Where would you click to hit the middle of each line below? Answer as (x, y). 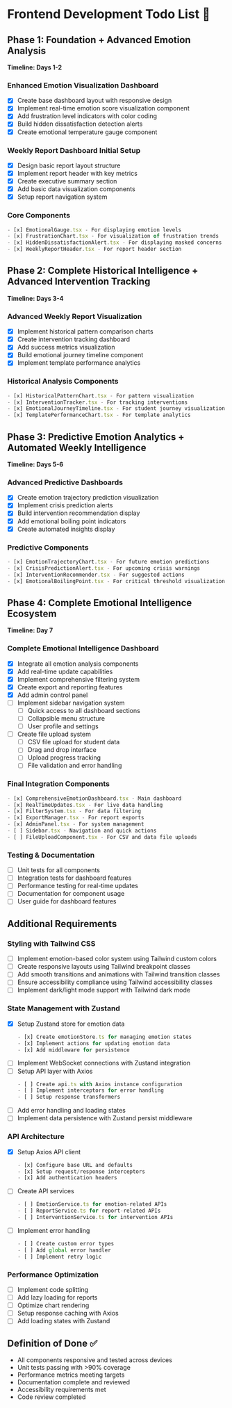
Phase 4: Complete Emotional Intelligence (100, 603)
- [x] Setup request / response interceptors (81, 1171)
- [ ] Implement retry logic (59, 1256)
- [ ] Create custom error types (66, 1244)
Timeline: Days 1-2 (35, 67)
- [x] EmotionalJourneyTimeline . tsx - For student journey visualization (116, 409)
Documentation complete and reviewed (74, 1382)
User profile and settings (63, 726)
